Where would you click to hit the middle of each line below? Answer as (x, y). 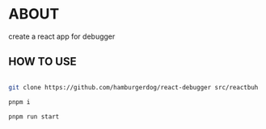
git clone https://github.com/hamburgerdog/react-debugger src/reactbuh (133, 87)
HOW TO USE (42, 62)
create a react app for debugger (62, 36)
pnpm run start (34, 117)
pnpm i (19, 102)
